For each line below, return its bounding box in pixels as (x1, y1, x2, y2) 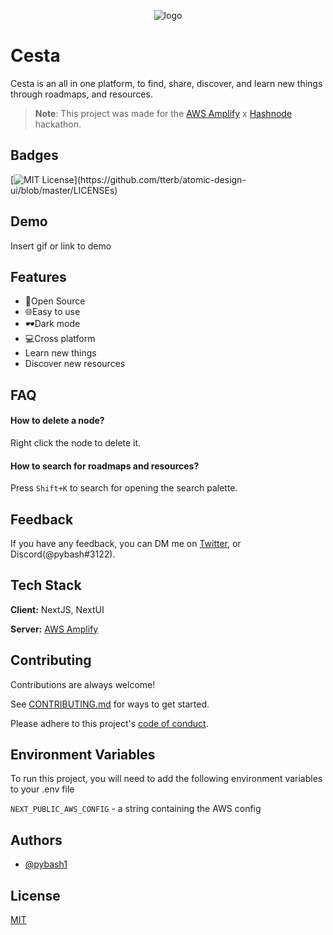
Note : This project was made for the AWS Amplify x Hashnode (34, 107, 293, 119)
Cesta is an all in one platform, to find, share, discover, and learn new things (10, 77, 323, 89)
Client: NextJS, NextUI (10, 603, 105, 615)
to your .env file (10, 783, 75, 795)
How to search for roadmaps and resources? (10, 460, 200, 472)
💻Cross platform (24, 333, 96, 345)
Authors (10, 831, 63, 849)
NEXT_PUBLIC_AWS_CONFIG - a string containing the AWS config (10, 803, 262, 815)
